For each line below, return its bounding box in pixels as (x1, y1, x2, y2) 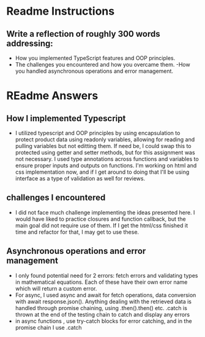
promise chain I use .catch (15, 324, 82, 331)
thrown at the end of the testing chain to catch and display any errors (15, 311, 190, 318)
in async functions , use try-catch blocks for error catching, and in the (15, 317, 192, 325)
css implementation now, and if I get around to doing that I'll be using (15, 168, 190, 176)
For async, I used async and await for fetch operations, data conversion (15, 291, 196, 298)
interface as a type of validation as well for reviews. (15, 175, 146, 182)
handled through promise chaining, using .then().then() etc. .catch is (15, 304, 188, 311)
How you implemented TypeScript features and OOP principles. (15, 54, 176, 62)
